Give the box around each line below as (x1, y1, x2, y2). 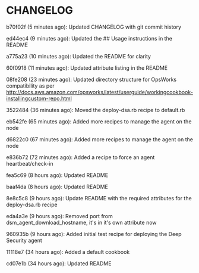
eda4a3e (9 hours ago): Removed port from (6, 212, 113, 219)
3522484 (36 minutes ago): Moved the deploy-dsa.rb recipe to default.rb (6, 106, 185, 113)
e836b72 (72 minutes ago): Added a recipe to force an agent (6, 153, 155, 161)
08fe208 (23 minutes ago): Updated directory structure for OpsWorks (6, 76, 177, 83)
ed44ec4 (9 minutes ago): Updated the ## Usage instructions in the (6, 35, 172, 42)
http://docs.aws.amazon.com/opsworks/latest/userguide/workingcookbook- (6, 88, 193, 95)
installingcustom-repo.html (6, 95, 72, 102)
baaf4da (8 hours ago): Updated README (6, 183, 108, 190)
